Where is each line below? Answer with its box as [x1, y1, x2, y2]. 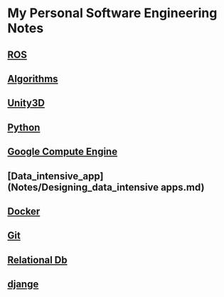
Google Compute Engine [7, 146, 118, 158]
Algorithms [7, 73, 58, 85]
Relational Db [7, 253, 68, 266]
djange [7, 278, 39, 291]
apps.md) [160, 181, 205, 193]
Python [7, 121, 41, 134]
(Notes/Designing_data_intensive [7, 181, 159, 193]
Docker [7, 205, 41, 217]
